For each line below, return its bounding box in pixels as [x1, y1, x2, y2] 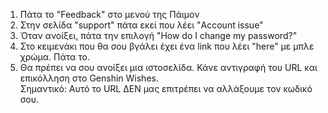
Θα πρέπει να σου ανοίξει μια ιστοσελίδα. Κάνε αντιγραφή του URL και [19, 62, 318, 73]
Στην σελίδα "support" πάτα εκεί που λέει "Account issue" [19, 19, 264, 31]
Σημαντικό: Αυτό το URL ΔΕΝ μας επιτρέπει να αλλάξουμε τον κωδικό [19, 83, 313, 94]
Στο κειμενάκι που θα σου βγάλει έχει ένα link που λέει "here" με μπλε [19, 40, 315, 52]
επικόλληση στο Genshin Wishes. [19, 72, 159, 84]
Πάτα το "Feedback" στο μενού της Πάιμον [19, 9, 200, 20]
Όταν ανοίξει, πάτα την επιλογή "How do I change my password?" [19, 30, 298, 41]
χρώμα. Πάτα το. [19, 51, 91, 63]
